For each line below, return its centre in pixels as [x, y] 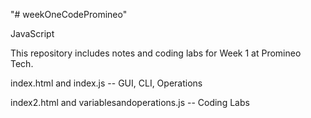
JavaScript [32, 33]
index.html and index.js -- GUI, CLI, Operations [106, 83]
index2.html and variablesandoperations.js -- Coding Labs [130, 102]
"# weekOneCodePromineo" [69, 14]
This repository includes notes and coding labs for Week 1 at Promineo [156, 53]
